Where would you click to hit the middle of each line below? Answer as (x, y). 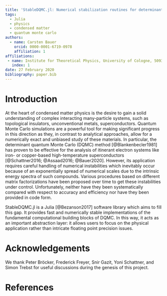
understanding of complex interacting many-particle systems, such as (77, 118)
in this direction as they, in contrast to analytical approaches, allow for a (79, 134)
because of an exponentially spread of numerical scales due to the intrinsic (82, 171)
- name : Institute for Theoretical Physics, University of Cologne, (80, 61)
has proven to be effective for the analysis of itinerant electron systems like (82, 150)
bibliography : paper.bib (31, 75)
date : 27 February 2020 (30, 70)
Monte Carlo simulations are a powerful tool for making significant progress (83, 129)
